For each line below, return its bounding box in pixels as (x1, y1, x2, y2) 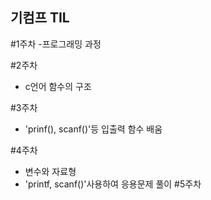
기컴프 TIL (10, 9, 70, 27)
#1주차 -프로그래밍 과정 (10, 38, 102, 50)
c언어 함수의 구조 (24, 80, 92, 92)
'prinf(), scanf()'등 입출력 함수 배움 (24, 123, 163, 135)
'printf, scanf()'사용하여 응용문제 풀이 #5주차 (24, 178, 202, 190)
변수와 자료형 (24, 165, 77, 177)
